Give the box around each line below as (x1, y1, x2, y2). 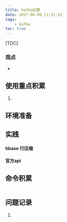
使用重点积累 (5, 82, 46, 90)
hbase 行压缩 (5, 145, 33, 151)
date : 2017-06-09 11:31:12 (5, 12, 62, 17)
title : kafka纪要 (5, 7, 41, 13)
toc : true (5, 26, 26, 31)
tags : (5, 17, 17, 22)
